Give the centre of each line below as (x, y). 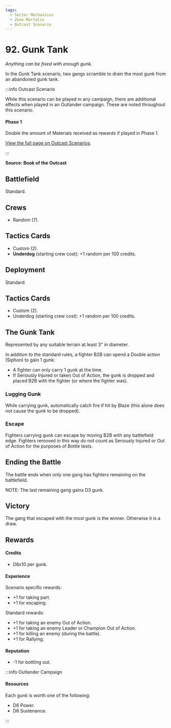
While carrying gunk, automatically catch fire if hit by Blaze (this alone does (85, 405)
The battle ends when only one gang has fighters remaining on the (76, 474)
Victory (17, 506)
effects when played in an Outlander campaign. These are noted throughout (85, 105)
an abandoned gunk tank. (32, 79)
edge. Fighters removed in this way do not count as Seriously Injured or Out (85, 440)
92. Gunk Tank (37, 50)
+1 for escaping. (30, 603)
